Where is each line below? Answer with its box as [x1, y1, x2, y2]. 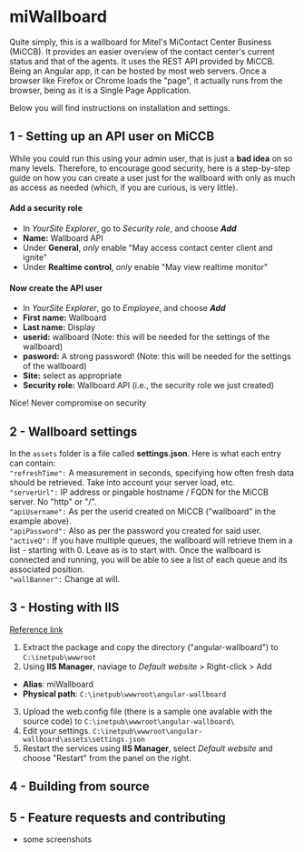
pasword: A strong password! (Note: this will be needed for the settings [22, 351, 292, 362]
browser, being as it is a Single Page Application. [9, 85, 192, 95]
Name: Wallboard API [22, 232, 103, 243]
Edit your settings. [22, 725, 91, 736]
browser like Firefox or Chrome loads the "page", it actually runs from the [9, 75, 283, 85]
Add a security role [9, 203, 83, 214]
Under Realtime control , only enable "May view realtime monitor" [22, 261, 269, 272]
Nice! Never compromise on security [9, 397, 147, 408]
